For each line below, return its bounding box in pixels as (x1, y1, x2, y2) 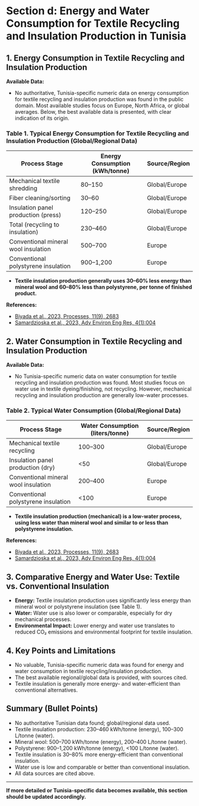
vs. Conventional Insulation (6, 581, 110, 591)
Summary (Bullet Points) (6, 703, 98, 714)
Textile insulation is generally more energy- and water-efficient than (14, 680, 181, 687)
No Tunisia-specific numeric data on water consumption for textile (14, 373, 176, 380)
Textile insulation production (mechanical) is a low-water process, (14, 513, 182, 520)
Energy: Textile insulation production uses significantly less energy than (14, 597, 191, 604)
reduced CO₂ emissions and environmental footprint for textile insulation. (14, 628, 192, 635)
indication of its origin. (14, 114, 70, 121)
